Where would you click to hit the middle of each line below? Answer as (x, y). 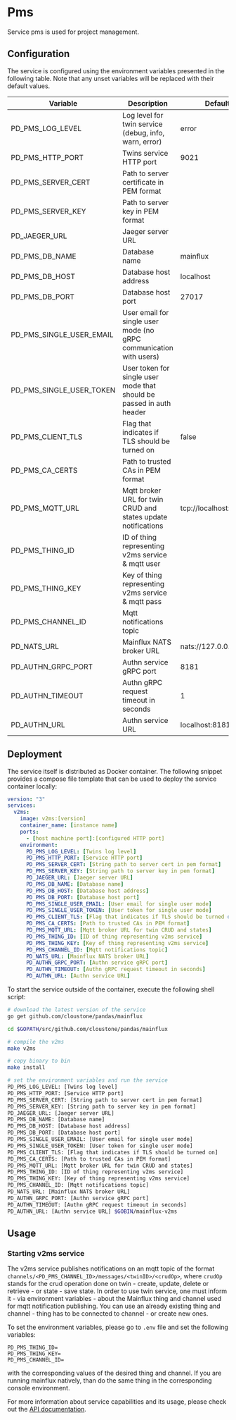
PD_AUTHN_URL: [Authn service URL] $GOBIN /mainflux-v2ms (92, 1211)
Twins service (145, 153)
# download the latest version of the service (77, 1010)
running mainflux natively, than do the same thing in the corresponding (110, 1381)
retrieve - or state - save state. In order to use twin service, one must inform (117, 1291)
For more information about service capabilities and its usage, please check (117, 1402)
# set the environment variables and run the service (88, 1080)
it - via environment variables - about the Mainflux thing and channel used (114, 1299)
